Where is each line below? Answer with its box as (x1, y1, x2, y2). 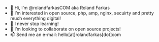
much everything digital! (10, 15, 61, 21)
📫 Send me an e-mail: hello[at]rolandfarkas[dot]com (10, 31, 121, 37)
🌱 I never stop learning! (10, 20, 59, 26)
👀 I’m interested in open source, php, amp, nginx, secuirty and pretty (10, 10, 154, 16)
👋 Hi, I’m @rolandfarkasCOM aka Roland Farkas (10, 5, 110, 10)
